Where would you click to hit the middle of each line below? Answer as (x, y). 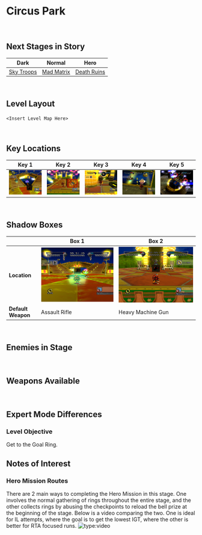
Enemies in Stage (39, 348)
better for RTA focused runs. (41, 525)
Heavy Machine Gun (144, 312)
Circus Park (36, 11)
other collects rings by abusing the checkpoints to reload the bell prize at (97, 506)
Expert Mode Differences (54, 414)
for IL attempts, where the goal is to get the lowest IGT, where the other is (97, 519)
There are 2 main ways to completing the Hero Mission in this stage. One (96, 493)
